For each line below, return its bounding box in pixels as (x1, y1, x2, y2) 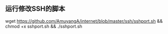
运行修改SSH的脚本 (5, 4, 65, 13)
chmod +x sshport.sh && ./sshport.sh (5, 23, 82, 29)
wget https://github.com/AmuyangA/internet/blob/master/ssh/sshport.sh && (5, 18, 163, 24)
